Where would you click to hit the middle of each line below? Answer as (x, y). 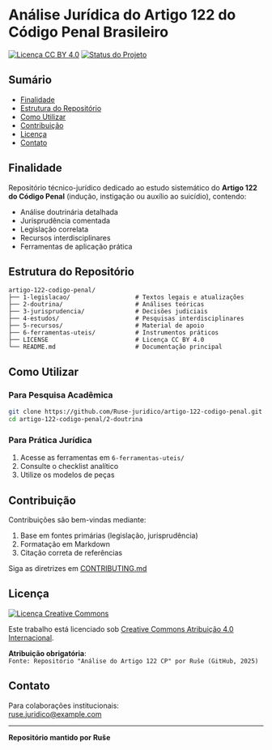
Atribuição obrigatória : (47, 653)
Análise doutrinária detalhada (69, 211)
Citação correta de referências (71, 552)
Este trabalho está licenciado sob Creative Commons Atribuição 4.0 (121, 629)
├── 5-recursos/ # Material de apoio (106, 326)
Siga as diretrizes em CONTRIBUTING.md (78, 568)
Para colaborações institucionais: (64, 705)
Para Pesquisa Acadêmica (61, 394)
